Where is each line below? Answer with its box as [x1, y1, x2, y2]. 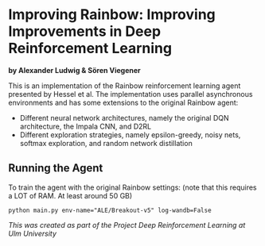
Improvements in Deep [8, 22, 162, 40]
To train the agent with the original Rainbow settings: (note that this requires [8, 183, 257, 192]
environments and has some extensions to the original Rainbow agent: [8, 98, 239, 107]
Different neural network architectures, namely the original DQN [19, 113, 229, 122]
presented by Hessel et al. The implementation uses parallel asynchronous [8, 89, 253, 98]
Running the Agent [8, 161, 103, 175]
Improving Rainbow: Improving [8, 6, 216, 24]
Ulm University [8, 229, 57, 238]
